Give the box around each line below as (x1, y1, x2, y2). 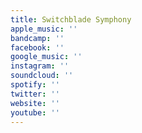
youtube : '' (10, 107, 60, 118)
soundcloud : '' (10, 71, 74, 81)
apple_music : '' (10, 24, 78, 34)
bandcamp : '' (10, 33, 65, 43)
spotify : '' (10, 80, 60, 90)
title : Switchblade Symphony (10, 14, 132, 25)
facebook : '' (10, 42, 65, 53)
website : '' (10, 98, 60, 108)
